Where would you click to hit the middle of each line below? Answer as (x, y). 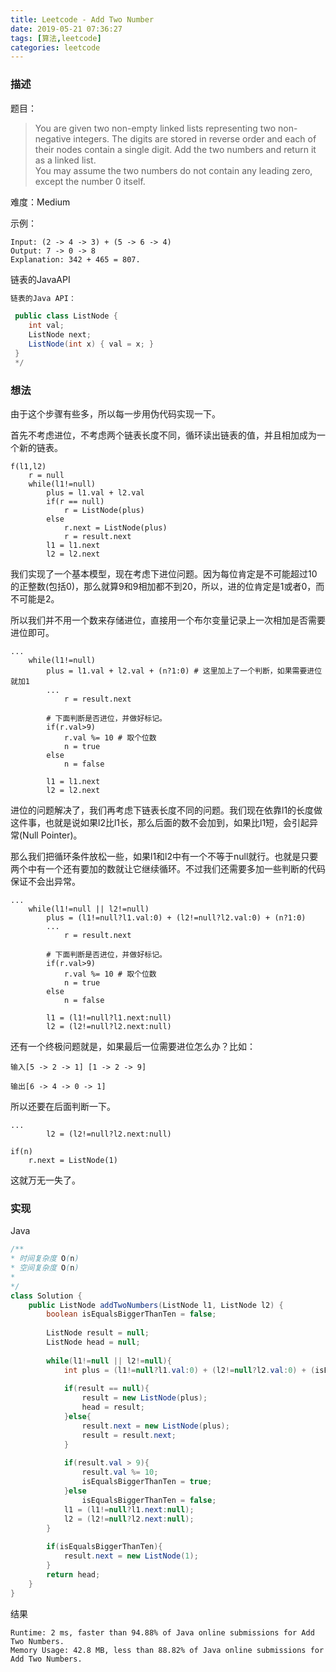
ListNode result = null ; (98, 1333)
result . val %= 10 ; (120, 1472)
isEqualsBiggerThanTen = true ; (147, 1482)
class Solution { (46, 1296)
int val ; (46, 326)
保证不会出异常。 (45, 881)
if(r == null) (75, 501)
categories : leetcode (55, 47)
